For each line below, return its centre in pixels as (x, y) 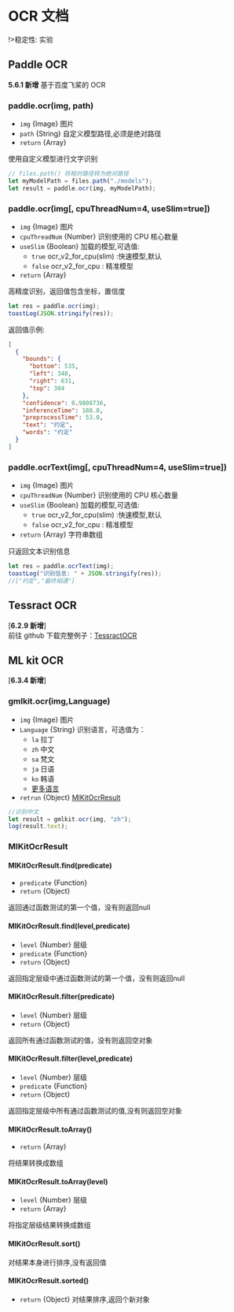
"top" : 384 (47, 388)
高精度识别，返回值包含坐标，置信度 (67, 291)
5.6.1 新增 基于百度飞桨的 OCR (57, 84)
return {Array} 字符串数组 (61, 535)
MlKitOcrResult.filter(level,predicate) (71, 1059)
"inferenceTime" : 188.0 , (63, 411)
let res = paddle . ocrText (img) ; (61, 567)
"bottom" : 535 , (54, 366)
